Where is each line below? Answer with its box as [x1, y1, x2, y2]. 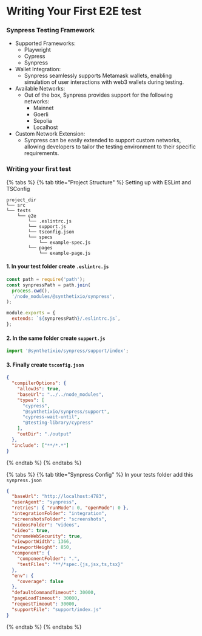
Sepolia [33, 117, 53, 125]
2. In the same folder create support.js [6, 334, 106, 342]
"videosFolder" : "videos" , [12, 522, 80, 528]
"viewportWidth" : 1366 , [12, 539, 72, 545]
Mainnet [33, 105, 54, 112]
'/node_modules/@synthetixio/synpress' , [12, 293, 115, 299]
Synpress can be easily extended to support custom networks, [24, 137, 181, 144]
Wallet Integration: [15, 66, 61, 73]
